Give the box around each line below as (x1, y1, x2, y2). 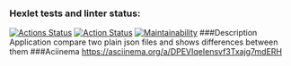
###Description (198, 28, 258, 38)
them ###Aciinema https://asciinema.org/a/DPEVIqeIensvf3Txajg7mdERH (9, 46, 283, 57)
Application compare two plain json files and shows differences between (9, 37, 278, 47)
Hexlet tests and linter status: (9, 7, 141, 20)
